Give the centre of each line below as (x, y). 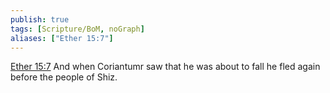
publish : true (40, 19)
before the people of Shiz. (64, 77)
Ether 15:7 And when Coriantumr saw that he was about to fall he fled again (165, 67)
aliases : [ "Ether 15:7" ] (62, 38)
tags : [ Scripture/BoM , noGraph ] (77, 29)
